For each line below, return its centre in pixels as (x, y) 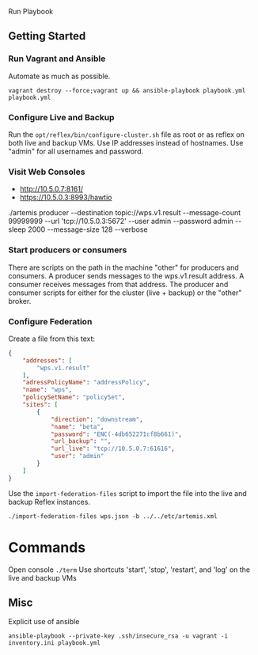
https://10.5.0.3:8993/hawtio (66, 198)
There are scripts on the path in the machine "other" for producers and (123, 267)
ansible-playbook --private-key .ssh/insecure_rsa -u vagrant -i (118, 636)
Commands (47, 547)
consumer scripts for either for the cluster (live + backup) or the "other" (125, 293)
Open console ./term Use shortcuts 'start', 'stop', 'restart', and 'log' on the (129, 570)
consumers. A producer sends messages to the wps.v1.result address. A (126, 275)
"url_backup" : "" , (81, 441)
